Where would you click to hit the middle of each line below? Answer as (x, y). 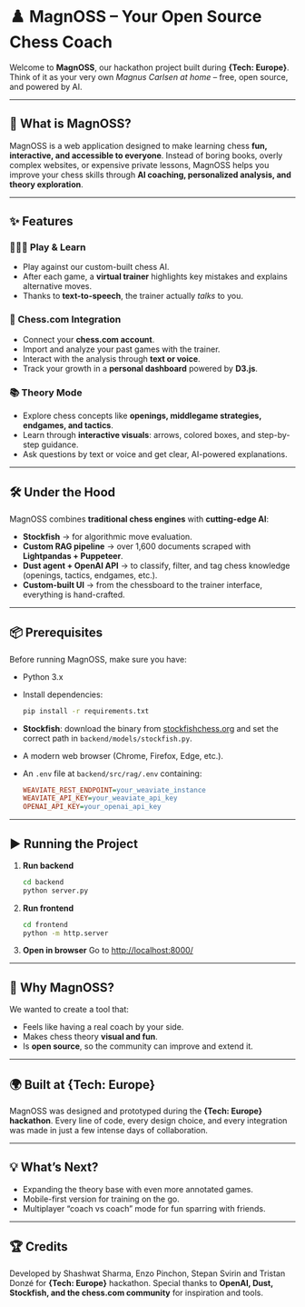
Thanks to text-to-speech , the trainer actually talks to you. (133, 296)
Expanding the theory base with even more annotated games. (138, 1189)
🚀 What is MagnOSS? (70, 124)
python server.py (55, 891)
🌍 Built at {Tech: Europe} (83, 1085)
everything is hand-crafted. (74, 594)
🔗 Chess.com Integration (65, 320)
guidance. (60, 444)
